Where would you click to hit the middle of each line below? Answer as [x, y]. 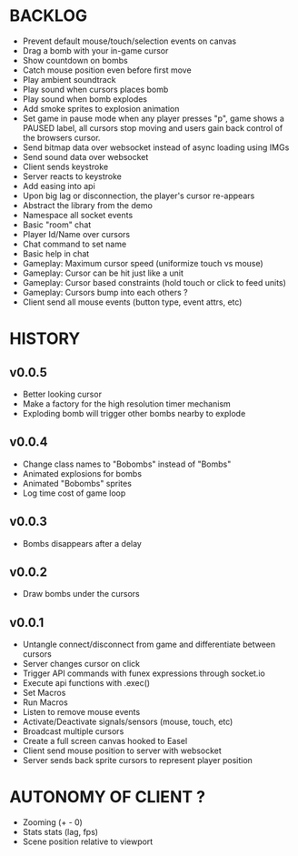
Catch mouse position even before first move [107, 70]
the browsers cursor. [61, 137]
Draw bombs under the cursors [81, 594]
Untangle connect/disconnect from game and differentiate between [149, 645]
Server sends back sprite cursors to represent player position [137, 760]
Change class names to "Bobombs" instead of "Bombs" [127, 464]
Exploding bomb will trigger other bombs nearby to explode [134, 413]
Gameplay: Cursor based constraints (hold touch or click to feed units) [154, 282]
